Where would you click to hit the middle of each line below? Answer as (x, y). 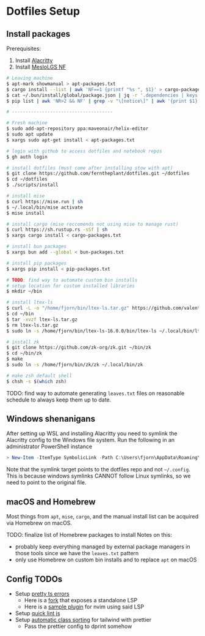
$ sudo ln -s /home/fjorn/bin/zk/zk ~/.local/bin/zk (75, 365)
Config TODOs (34, 579)
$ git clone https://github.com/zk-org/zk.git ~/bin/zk (79, 348)
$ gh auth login (27, 157)
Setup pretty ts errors (42, 593)
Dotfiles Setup (43, 11)
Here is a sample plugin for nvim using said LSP (84, 607)
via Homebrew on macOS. (39, 523)
